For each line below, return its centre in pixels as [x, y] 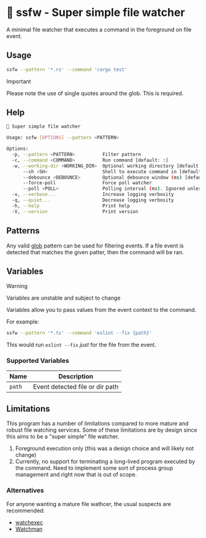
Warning [17, 286]
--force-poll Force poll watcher [87, 183]
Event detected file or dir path [76, 387]
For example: [23, 322]
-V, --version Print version [75, 211]
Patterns [23, 231]
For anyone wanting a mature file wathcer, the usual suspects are [89, 504]
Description [76, 376]
